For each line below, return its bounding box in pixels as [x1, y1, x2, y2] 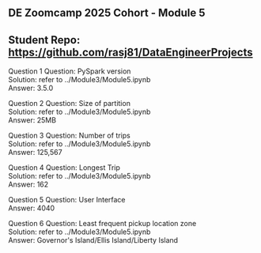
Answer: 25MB [8, 115, 57, 125]
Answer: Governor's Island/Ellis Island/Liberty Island [8, 236, 179, 245]
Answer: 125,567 [8, 148, 62, 157]
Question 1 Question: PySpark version [8, 66, 131, 76]
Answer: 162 [8, 179, 49, 189]
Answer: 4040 [8, 203, 55, 213]
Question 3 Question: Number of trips [8, 130, 130, 141]
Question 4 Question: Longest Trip [8, 163, 121, 172]
